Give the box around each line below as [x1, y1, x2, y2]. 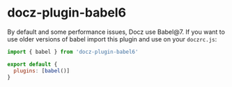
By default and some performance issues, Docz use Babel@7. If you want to [7, 28, 225, 36]
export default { [7, 61, 58, 68]
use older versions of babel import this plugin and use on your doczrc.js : [7, 35, 217, 43]
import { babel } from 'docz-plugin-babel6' [7, 48, 139, 55]
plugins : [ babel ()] [13, 67, 70, 74]
